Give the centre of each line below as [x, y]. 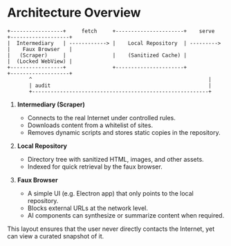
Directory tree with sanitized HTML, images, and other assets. [115, 159]
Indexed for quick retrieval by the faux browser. [95, 167]
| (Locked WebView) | [40, 61]
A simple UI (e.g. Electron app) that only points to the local [110, 193]
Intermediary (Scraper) [51, 104]
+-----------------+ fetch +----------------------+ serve [111, 31]
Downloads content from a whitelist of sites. [90, 125]
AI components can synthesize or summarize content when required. [126, 215]
